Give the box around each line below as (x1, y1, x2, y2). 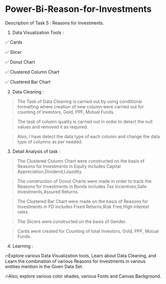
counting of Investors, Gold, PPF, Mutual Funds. (17, 109, 115, 115)
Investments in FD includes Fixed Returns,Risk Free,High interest (17, 204, 150, 210)
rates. (17, 209, 29, 214)
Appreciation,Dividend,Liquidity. (17, 168, 83, 174)
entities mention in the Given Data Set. (5, 263, 83, 269)
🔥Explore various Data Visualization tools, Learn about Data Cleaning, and (5, 252, 156, 259)
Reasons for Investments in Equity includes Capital (17, 163, 121, 169)
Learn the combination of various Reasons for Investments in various (5, 258, 146, 264)
